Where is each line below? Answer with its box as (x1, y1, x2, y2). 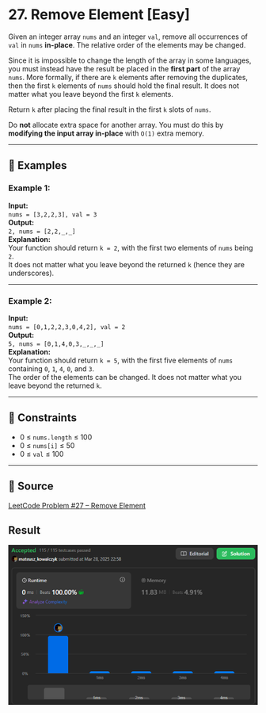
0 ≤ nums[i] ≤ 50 (19, 440, 75, 450)
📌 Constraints (8, 411, 78, 425)
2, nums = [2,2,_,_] (8, 228, 77, 236)
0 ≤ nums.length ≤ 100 (19, 432, 93, 442)
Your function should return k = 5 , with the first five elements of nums (8, 355, 234, 365)
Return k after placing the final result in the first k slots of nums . (8, 105, 211, 114)
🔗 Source (8, 480, 54, 493)
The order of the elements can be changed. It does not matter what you (8, 372, 242, 381)
